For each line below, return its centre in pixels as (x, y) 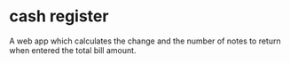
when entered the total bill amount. (73, 50)
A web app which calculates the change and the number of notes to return (145, 41)
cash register (59, 16)
